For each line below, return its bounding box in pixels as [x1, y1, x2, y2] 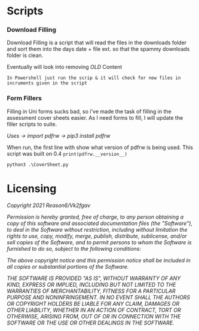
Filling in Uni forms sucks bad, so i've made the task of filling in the [7, 108, 172, 115]
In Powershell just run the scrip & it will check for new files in [7, 75, 181, 81]
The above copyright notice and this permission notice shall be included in [7, 256, 191, 264]
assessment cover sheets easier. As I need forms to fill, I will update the [7, 114, 183, 121]
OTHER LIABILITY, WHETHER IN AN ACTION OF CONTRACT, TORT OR [7, 306, 182, 314]
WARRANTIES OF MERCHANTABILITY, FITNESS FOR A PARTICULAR [7, 287, 176, 294]
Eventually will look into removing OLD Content [7, 63, 123, 71]
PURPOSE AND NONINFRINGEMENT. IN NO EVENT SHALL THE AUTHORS [7, 293, 191, 300]
